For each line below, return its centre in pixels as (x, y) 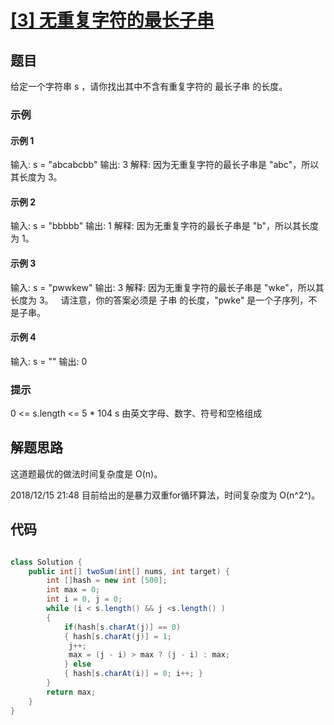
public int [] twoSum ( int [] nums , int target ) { (129, 571)
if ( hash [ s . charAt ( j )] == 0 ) (122, 627)
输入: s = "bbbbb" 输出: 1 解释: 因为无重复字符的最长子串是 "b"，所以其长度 (165, 226)
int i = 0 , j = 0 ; (84, 599)
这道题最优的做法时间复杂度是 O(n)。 (86, 473)
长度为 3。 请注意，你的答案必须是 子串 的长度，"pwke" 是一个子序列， (159, 300)
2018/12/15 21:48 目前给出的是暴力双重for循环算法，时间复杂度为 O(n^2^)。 (165, 495)
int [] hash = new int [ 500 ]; (107, 581)
